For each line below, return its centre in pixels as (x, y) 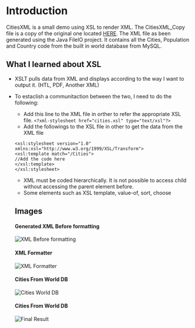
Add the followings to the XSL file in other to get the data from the (103, 126)
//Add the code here (40, 159)
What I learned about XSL (54, 64)
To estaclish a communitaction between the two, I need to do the (93, 96)
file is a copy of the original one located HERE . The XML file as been (88, 33)
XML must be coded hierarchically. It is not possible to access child (105, 180)
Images (28, 211)
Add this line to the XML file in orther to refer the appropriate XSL (102, 114)
